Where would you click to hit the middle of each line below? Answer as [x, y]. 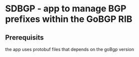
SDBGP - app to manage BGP [66, 9]
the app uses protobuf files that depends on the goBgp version [70, 49]
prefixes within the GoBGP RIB [69, 19]
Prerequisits [24, 37]
